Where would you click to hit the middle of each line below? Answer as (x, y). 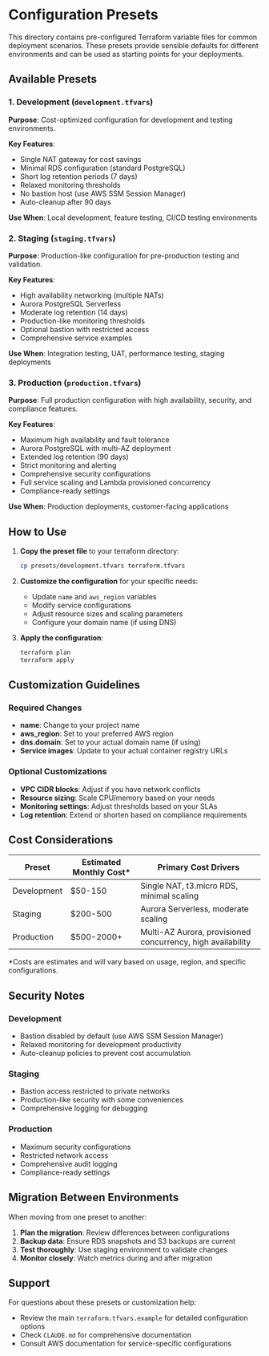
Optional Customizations (58, 772)
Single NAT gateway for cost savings (80, 159)
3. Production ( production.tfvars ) (75, 383)
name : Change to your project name (80, 725)
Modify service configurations (82, 605)
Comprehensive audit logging (68, 1163)
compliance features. (43, 409)
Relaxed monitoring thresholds (70, 185)
